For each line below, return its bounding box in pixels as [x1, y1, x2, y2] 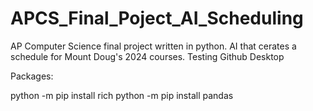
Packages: [10, 70, 54, 82]
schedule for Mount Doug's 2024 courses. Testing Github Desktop [10, 50, 285, 62]
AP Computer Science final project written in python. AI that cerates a [10, 40, 297, 52]
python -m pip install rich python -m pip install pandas [10, 89, 234, 101]
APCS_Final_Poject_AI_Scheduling [10, 7, 304, 30]
